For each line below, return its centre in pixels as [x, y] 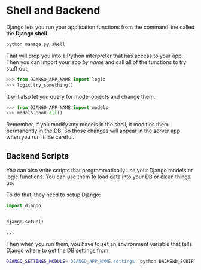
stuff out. [17, 68]
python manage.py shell [36, 44]
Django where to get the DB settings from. [58, 250]
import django [24, 206]
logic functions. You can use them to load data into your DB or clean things [98, 177]
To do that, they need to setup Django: [54, 195]
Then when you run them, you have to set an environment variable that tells [99, 244]
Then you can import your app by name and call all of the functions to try [96, 62]
